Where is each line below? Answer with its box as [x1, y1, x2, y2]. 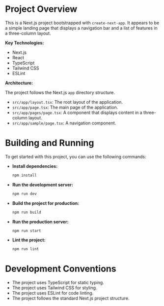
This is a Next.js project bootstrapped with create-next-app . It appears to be [5, 20, 160, 26]
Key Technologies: [5, 39, 44, 45]
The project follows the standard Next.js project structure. [12, 295, 130, 302]
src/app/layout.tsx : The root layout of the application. [12, 99, 123, 105]
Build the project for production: [12, 200, 80, 206]
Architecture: [5, 80, 33, 86]
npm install [12, 173, 37, 178]
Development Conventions [5, 263, 116, 274]
